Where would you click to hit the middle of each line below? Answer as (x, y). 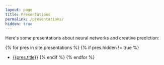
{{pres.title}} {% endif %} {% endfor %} (54, 57)
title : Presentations (28, 14)
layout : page (19, 10)
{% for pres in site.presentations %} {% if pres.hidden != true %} (72, 47)
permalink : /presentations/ (35, 19)
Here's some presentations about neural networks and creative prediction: (82, 38)
